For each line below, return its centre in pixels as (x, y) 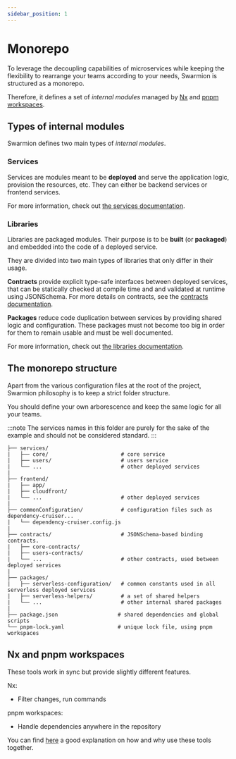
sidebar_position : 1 (38, 14)
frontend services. (34, 192)
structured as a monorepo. (46, 83)
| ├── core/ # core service (86, 454)
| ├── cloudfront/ (38, 491)
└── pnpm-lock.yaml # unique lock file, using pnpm (110, 627)
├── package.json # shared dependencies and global (113, 615)
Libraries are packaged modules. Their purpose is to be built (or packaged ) (117, 239)
